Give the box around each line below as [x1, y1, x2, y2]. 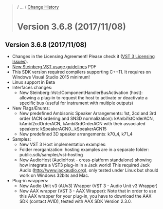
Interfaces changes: [12, 85, 53, 90]
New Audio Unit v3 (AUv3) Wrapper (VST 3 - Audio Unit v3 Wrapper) [19, 183, 158, 189]
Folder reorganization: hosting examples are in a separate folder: [19, 147, 149, 152]
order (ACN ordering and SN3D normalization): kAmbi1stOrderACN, [19, 115, 154, 121]
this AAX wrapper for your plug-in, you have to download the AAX [19, 193, 152, 199]
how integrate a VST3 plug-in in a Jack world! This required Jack [19, 162, 150, 168]
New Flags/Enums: [12, 105, 50, 111]
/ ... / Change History [17, 4, 59, 10]
